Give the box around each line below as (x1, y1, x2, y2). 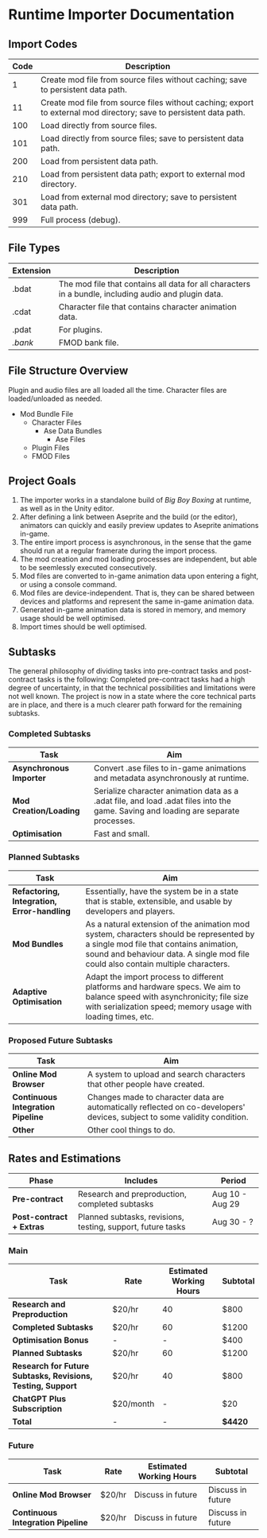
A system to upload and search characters (87, 1069, 246, 1080)
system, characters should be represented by (85, 928, 255, 939)
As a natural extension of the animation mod (85, 919, 250, 930)
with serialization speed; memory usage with (85, 1000, 253, 1012)
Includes (124, 1175, 158, 1186)
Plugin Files (31, 443, 70, 452)
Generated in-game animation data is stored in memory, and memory (19, 605, 246, 615)
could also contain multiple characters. (85, 958, 230, 969)
